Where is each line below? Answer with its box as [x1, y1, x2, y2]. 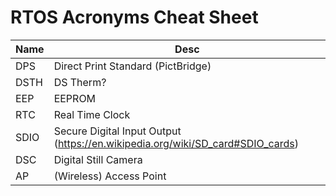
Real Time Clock [53, 107, 131, 121]
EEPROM [53, 91, 97, 105]
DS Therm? [53, 75, 107, 89]
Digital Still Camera [53, 152, 143, 166]
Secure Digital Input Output [53, 124, 182, 138]
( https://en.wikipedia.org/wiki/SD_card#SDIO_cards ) [53, 136, 299, 150]
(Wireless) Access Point [53, 169, 167, 183]
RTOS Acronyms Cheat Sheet [10, 6, 259, 29]
